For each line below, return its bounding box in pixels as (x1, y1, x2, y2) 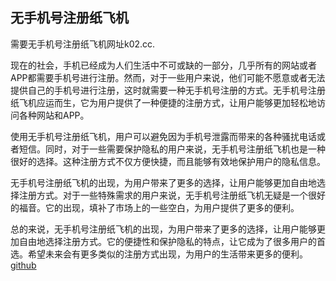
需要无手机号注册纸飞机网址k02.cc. (10, 38, 156, 50)
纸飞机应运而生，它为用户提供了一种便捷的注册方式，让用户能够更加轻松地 (10, 96, 317, 108)
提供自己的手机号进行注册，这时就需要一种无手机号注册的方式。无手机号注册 (10, 84, 326, 96)
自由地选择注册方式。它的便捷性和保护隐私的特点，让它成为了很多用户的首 (18, 235, 326, 247)
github (10, 259, 37, 271)
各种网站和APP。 (18, 109, 90, 121)
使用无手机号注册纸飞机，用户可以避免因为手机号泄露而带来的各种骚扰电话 (10, 130, 317, 142)
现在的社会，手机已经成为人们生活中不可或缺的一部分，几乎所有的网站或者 (10, 59, 317, 71)
